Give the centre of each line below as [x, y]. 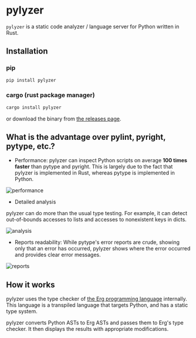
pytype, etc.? [31, 147]
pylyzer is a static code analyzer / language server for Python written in [93, 26]
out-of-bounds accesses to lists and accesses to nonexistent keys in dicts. [96, 220]
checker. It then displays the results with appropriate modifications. [87, 329]
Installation [27, 51]
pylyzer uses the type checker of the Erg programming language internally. [97, 299]
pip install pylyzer [31, 80]
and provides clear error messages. [58, 255]
